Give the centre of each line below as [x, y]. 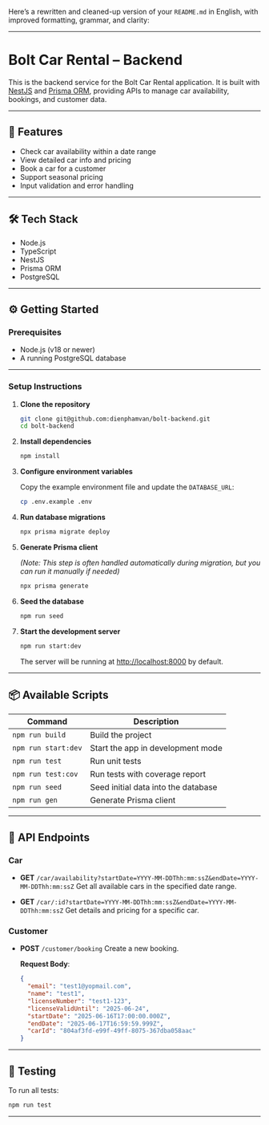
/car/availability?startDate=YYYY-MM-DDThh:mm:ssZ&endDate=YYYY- [147, 879]
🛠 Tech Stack [43, 219]
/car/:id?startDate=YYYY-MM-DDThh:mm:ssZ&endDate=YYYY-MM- [137, 903]
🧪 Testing [32, 1071]
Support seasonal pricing [62, 177]
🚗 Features [36, 132]
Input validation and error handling [77, 185]
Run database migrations [62, 518]
